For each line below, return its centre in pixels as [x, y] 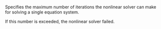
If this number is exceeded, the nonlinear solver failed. [60, 22]
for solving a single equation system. [42, 12]
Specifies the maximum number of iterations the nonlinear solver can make [81, 7]
